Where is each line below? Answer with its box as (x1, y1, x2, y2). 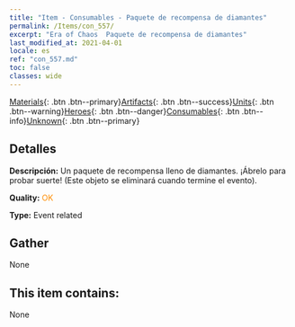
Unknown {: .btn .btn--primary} (26, 115, 140, 126)
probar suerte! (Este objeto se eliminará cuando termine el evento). (9, 174, 258, 185)
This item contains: (9, 285, 120, 301)
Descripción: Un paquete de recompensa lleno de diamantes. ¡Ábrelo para (9, 165, 286, 176)
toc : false (9, 64, 50, 73)
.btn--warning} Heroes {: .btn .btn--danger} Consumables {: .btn (9, 105, 240, 117)
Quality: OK (9, 192, 54, 203)
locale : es (9, 47, 50, 56)
